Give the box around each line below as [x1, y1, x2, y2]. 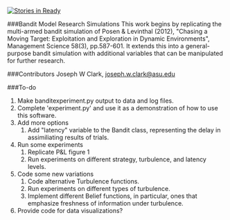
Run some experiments [17, 141, 83, 148]
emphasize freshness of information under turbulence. [27, 199, 184, 207]
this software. [17, 111, 57, 119]
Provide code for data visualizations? [17, 207, 123, 214]
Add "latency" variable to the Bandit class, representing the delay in [27, 126, 221, 134]
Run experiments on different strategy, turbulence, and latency [27, 155, 206, 163]
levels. [27, 163, 46, 170]
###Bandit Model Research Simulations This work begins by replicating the [7, 20, 222, 28]
